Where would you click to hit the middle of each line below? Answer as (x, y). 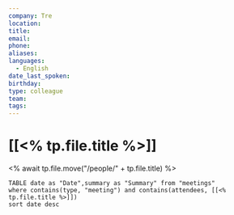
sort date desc (34, 204)
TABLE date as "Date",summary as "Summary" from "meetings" (112, 183)
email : (19, 38)
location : (25, 23)
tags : (17, 106)
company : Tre (30, 16)
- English (32, 69)
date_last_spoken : (39, 76)
